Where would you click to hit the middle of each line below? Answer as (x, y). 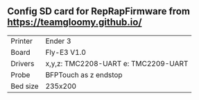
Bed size (25, 86)
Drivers (23, 63)
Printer (22, 41)
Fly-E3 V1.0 (66, 52)
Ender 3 (58, 41)
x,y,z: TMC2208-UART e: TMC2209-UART (117, 63)
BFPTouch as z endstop (84, 74)
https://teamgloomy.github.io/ (75, 23)
